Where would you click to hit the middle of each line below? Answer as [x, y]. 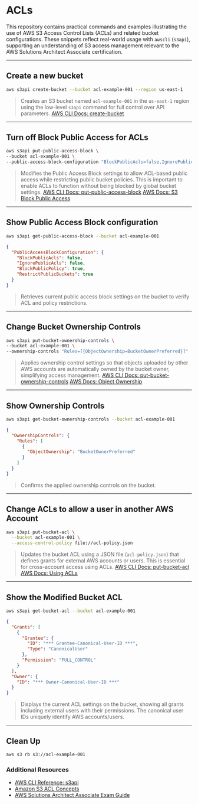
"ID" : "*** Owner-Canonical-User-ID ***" [68, 682]
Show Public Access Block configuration [82, 222]
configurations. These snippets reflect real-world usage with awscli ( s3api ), [98, 39]
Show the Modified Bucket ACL [64, 597]
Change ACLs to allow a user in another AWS [90, 510]
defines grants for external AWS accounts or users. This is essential [103, 561]
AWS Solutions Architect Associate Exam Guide [72, 795]
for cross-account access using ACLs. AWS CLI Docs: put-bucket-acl [105, 567]
